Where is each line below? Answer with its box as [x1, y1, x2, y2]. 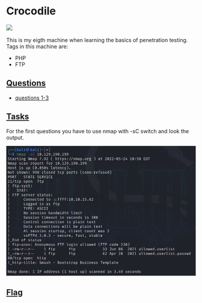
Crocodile [6, 4, 56, 18]
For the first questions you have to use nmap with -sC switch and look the [6, 127, 189, 134]
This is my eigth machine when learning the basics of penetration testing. [6, 36, 188, 43]
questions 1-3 [14, 94, 49, 101]
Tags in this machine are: [6, 43, 69, 50]
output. [6, 134, 24, 141]
